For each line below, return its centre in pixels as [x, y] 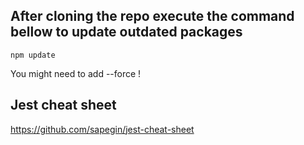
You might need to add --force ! [76, 73]
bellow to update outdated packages [126, 32]
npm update [33, 55]
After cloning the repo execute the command [152, 16]
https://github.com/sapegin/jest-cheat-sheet [102, 129]
